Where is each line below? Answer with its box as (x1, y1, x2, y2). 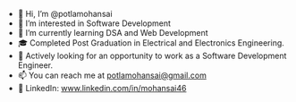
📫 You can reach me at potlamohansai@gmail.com (17, 70, 207, 81)
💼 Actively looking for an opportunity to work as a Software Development (17, 50, 287, 61)
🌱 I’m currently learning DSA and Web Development (17, 28, 208, 38)
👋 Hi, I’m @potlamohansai (17, 9, 114, 19)
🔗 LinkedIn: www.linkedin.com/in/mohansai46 (17, 83, 187, 93)
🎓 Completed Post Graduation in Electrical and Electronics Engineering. (17, 38, 284, 48)
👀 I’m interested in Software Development (17, 18, 172, 29)
